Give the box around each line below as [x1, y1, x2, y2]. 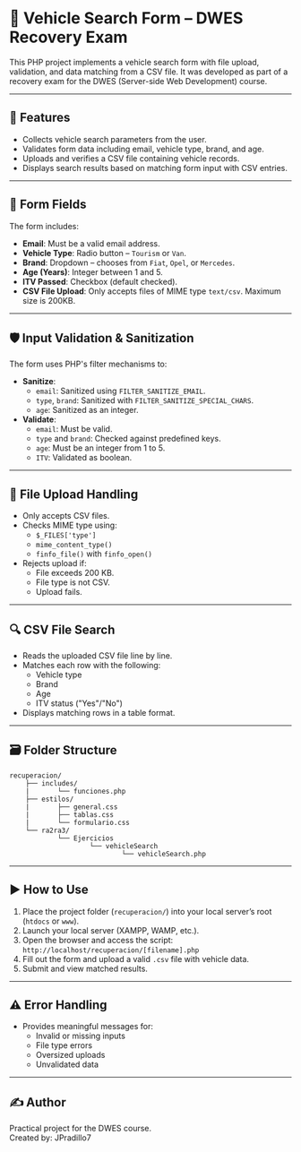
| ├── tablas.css [25, 810, 115, 819]
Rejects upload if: [21, 558, 87, 569]
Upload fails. [35, 587, 82, 597]
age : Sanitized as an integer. [35, 405, 139, 416]
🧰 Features [9, 110, 71, 125]
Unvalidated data [35, 1059, 99, 1070]
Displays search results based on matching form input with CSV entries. [21, 162, 288, 173]
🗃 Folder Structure [9, 743, 118, 758]
